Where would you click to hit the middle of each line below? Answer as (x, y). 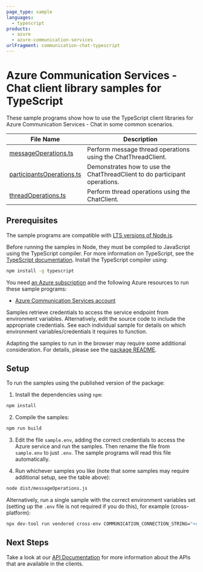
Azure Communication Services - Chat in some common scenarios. (90, 124)
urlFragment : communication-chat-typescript (63, 46)
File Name (45, 139)
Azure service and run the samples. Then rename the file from (92, 446)
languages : (20, 18)
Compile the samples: (42, 417)
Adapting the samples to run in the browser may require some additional (96, 343)
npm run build (24, 429)
